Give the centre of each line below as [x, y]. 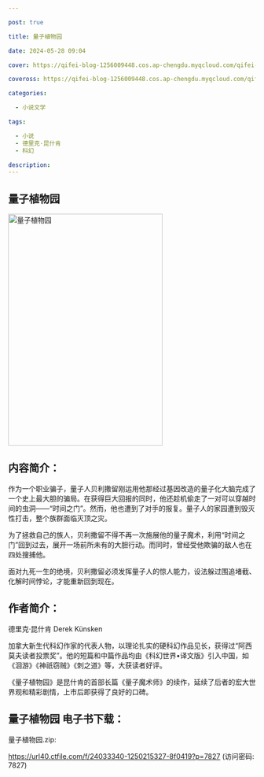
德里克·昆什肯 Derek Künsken [55, 629]
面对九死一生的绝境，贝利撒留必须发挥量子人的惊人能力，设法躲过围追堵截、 [132, 571]
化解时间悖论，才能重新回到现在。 [63, 581]
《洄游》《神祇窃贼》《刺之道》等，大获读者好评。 [87, 665]
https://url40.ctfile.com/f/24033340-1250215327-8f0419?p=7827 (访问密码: [131, 756]
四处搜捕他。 [29, 554]
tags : [17, 122]
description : [29, 165]
